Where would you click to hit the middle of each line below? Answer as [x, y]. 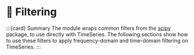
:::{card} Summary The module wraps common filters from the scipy [89, 28]
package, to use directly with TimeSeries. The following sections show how [97, 34]
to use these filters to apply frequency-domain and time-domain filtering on [97, 40]
